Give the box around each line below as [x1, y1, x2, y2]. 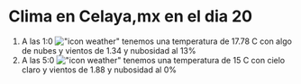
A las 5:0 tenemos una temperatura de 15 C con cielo [21, 55, 286, 65]
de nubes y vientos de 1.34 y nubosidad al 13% [21, 45, 196, 55]
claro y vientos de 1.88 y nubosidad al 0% [21, 64, 178, 75]
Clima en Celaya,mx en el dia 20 [8, 6, 253, 27]
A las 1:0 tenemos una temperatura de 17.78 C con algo [21, 36, 292, 46]
